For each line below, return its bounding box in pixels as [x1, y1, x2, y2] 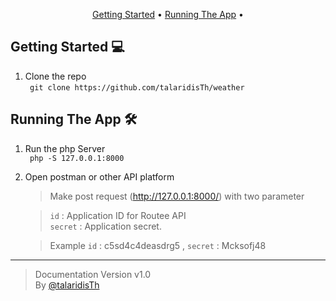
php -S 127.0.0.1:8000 [29, 153, 125, 163]
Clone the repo [24, 70, 87, 82]
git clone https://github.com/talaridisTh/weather [29, 82, 245, 93]
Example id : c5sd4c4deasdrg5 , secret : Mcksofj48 [49, 239, 267, 251]
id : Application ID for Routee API [49, 209, 187, 221]
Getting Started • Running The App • [92, 9, 244, 20]
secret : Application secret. [49, 220, 162, 232]
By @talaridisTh [34, 279, 100, 291]
